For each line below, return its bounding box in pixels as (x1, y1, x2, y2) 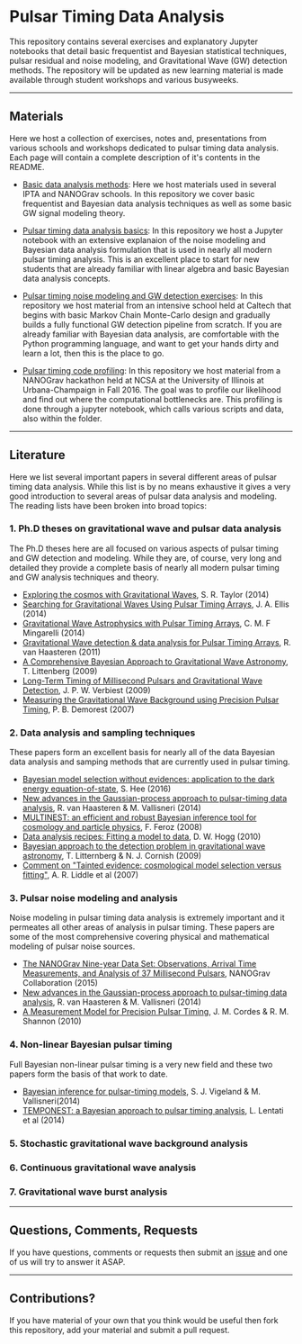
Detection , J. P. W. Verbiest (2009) (22, 684, 151, 695)
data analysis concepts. (22, 273, 111, 284)
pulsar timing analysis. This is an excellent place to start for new (22, 254, 260, 265)
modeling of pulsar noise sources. (9, 941, 136, 952)
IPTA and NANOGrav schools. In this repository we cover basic (22, 188, 255, 199)
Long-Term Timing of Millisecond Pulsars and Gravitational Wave (22, 675, 263, 686)
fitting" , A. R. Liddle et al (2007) (22, 870, 139, 880)
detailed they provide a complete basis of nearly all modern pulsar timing (9, 562, 280, 573)
